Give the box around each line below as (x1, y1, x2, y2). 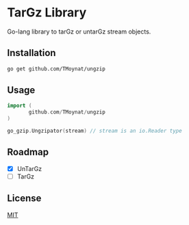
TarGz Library (7, 5, 87, 21)
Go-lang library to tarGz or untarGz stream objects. (7, 27, 151, 36)
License (7, 193, 42, 204)
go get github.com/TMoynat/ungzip (7, 65, 106, 72)
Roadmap (7, 146, 49, 158)
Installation (7, 47, 56, 59)
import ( (7, 103, 32, 109)
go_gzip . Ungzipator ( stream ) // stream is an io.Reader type (7, 128, 183, 135)
